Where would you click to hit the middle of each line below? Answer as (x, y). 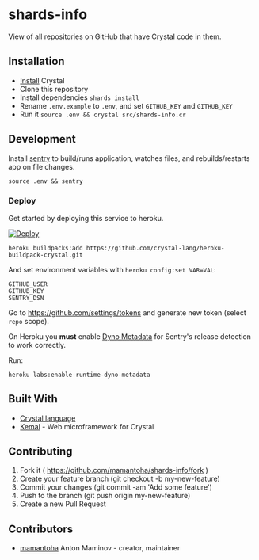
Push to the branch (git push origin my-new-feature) (105, 496)
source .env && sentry (46, 181)
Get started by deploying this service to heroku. (86, 218)
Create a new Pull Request (63, 504)
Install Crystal (42, 80)
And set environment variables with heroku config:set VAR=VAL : (112, 269)
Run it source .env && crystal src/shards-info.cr (103, 114)
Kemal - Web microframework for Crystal (87, 426)
